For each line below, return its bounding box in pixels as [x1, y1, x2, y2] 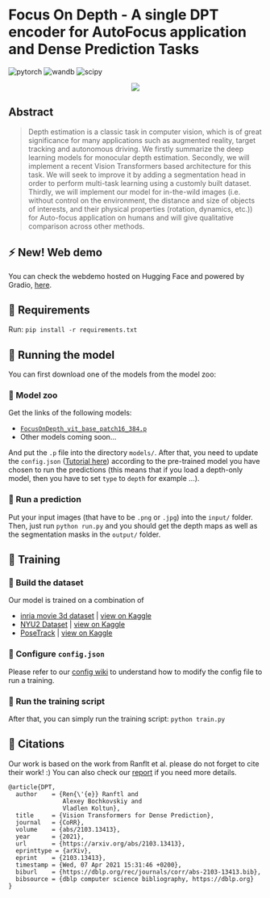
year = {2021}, [15, 833, 85, 841]
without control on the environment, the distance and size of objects [27, 196, 255, 205]
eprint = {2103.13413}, [15, 854, 106, 862]
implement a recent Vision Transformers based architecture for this [27, 161, 251, 171]
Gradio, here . [8, 280, 52, 289]
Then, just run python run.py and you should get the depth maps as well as [8, 521, 258, 530]
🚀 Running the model [8, 348, 115, 361]
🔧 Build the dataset [8, 577, 84, 588]
